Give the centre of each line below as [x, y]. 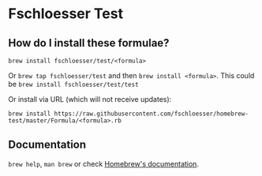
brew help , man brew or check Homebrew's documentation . [104, 163]
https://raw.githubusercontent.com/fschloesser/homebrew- [151, 114]
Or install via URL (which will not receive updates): [90, 99]
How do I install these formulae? [89, 43]
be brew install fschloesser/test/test [74, 84]
